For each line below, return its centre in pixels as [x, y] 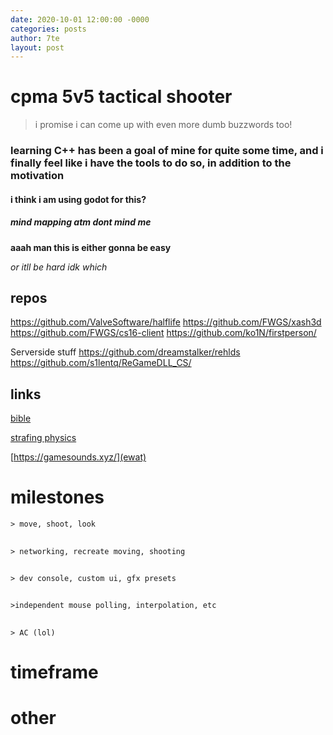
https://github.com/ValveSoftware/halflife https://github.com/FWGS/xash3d [166, 322]
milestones [57, 497]
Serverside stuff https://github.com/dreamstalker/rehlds [125, 352]
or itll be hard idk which [59, 267]
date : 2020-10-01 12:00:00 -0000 [80, 19]
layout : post [37, 47]
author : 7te [35, 38]
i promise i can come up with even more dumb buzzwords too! [163, 125]
